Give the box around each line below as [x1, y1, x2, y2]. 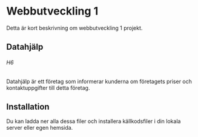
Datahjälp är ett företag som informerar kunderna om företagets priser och [6, 78, 193, 85]
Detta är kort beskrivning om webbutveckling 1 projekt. [6, 24, 143, 32]
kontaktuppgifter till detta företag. [6, 84, 90, 92]
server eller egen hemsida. [6, 124, 73, 132]
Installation [6, 101, 50, 112]
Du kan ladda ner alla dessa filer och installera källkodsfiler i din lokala [6, 118, 181, 125]
